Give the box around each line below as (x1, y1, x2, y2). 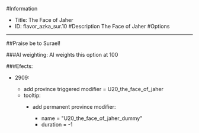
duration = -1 (41, 121, 73, 128)
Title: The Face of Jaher (14, 17, 73, 23)
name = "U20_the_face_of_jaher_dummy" (41, 115, 143, 122)
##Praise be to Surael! (6, 40, 61, 47)
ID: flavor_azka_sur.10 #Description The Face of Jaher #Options (14, 23, 170, 30)
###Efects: (6, 63, 33, 70)
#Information (6, 5, 38, 12)
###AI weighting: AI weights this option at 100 (6, 51, 118, 58)
